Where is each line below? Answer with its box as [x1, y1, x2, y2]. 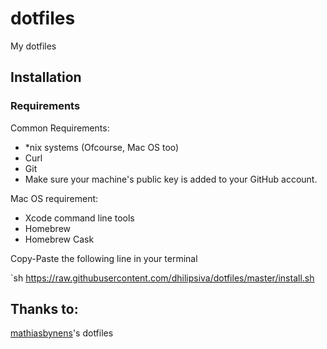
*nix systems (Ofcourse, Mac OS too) [24, 141, 180, 153]
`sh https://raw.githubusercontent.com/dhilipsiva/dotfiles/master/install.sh [10, 272, 315, 284]
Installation [10, 69, 82, 86]
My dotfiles [10, 40, 57, 52]
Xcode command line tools [24, 212, 135, 224]
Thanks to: [10, 301, 79, 318]
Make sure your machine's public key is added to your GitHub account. [24, 173, 318, 185]
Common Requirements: [10, 122, 110, 134]
